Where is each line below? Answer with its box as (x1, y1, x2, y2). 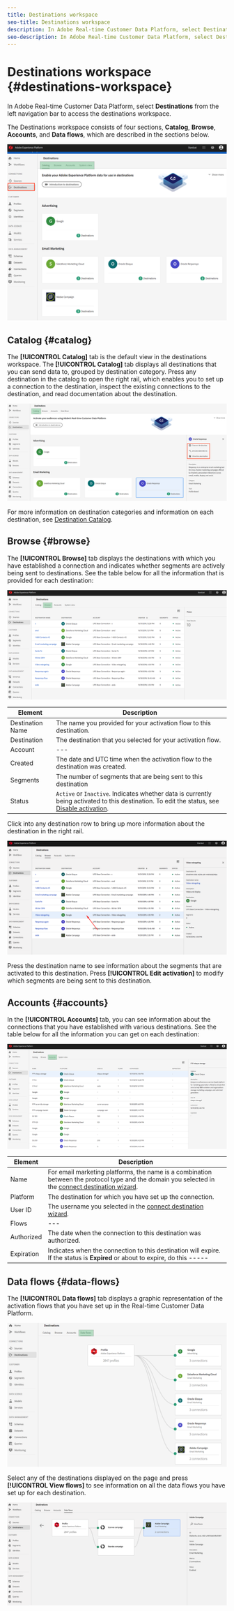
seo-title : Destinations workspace (7, 18, 111, 26)
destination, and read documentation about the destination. (7, 390, 178, 398)
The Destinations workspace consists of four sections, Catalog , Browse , (7, 123, 216, 132)
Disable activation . (56, 804, 109, 812)
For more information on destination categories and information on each (7, 508, 214, 516)
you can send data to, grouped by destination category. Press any (7, 368, 196, 376)
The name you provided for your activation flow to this (56, 718, 211, 727)
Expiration (10, 1250, 40, 1258)
